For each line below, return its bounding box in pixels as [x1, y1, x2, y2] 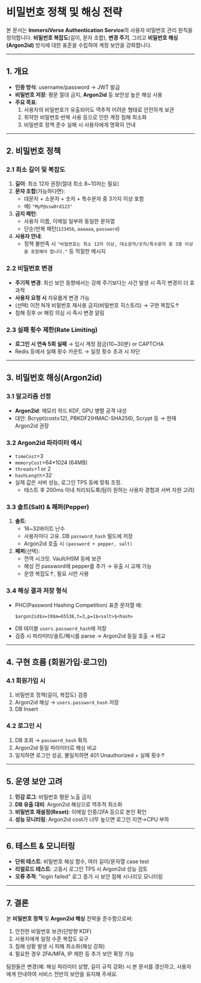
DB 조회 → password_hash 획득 [14, 736, 88, 743]
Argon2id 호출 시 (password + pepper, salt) [23, 540, 133, 547]
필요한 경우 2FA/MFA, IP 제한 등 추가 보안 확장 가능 [14, 950, 135, 958]
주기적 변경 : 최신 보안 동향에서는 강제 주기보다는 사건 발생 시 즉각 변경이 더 [14, 279, 188, 286]
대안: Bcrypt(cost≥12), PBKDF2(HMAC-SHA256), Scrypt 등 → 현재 [14, 414, 176, 422]
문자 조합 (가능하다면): [14, 187, 66, 195]
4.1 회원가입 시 [6, 676, 46, 685]
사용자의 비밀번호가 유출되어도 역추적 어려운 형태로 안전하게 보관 [23, 106, 175, 113]
